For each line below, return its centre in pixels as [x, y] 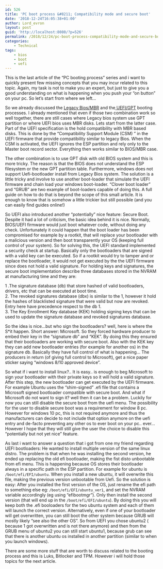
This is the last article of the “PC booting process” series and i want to [75, 78]
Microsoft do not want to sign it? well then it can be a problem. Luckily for [78, 398]
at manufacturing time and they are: [41, 276]
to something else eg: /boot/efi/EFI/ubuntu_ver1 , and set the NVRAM [75, 490]
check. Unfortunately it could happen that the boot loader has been [72, 230]
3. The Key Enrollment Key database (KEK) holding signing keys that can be [81, 312]
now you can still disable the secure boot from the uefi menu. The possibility [81, 403]
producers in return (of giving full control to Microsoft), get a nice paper [77, 357]
